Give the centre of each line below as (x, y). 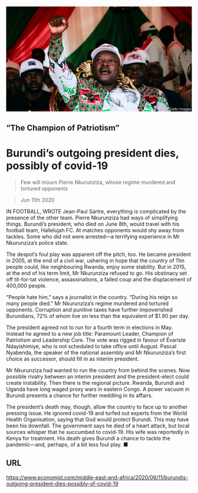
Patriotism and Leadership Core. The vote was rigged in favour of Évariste (96, 340)
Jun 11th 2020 (37, 200)
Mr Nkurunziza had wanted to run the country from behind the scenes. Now (98, 370)
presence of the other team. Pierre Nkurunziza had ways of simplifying (92, 218)
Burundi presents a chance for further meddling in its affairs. (80, 395)
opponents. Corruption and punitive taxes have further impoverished (89, 309)
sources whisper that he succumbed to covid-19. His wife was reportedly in (98, 432)
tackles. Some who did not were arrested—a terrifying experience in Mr (93, 236)
